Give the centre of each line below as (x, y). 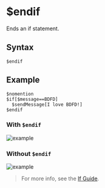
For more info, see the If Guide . (60, 179)
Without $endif (29, 154)
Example (23, 80)
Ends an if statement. (33, 28)
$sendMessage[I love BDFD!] (47, 105)
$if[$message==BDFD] (32, 99)
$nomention (20, 94)
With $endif (24, 125)
